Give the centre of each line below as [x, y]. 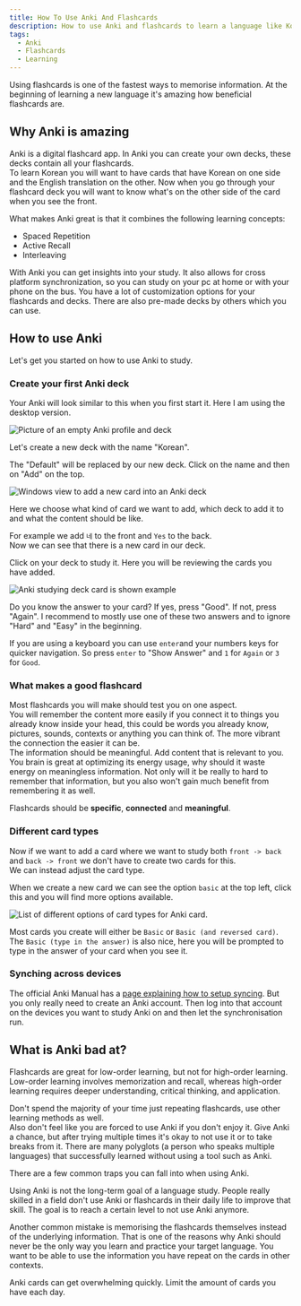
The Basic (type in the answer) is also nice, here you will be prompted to [146, 941]
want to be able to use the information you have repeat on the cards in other [150, 1255]
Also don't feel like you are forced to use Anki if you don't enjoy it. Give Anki [149, 1127]
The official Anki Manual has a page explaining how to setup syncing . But [144, 993]
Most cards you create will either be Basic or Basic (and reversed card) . [144, 931]
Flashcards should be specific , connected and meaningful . [120, 809]
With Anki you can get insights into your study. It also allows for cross [138, 272]
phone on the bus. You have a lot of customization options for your [132, 291]
